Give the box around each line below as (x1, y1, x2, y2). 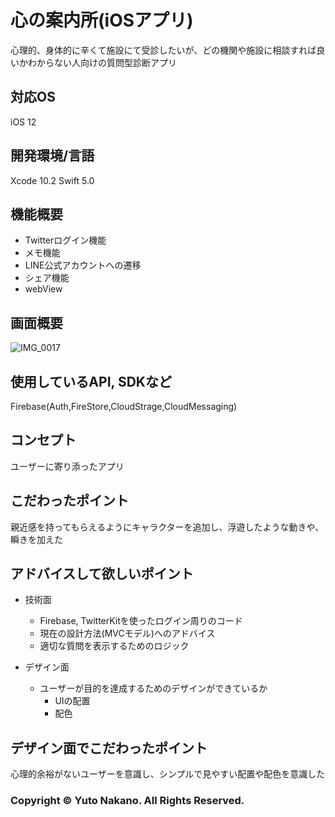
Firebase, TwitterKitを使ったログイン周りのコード (39, 615, 243, 627)
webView (24, 283, 63, 295)
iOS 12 (10, 116, 37, 128)
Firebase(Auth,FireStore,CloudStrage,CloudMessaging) (10, 401, 238, 412)
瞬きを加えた (10, 533, 63, 545)
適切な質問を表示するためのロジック (39, 640, 190, 652)
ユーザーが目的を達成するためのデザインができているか (39, 682, 268, 695)
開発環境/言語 (10, 147, 95, 165)
